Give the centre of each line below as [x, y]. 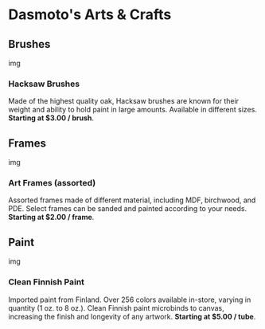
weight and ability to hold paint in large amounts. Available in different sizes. [132, 110]
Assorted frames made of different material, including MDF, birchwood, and [132, 200]
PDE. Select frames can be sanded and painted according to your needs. [128, 209]
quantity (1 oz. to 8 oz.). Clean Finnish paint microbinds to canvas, [116, 307]
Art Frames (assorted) [52, 183]
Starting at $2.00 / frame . [51, 217]
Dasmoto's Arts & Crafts [90, 15]
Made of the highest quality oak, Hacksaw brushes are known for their [124, 101]
